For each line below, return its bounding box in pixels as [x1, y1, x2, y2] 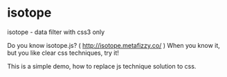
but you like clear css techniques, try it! [7, 49, 120, 57]
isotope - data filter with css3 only [7, 28, 105, 36]
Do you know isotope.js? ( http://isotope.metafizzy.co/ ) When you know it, [7, 41, 220, 49]
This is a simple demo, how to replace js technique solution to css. [7, 62, 197, 70]
